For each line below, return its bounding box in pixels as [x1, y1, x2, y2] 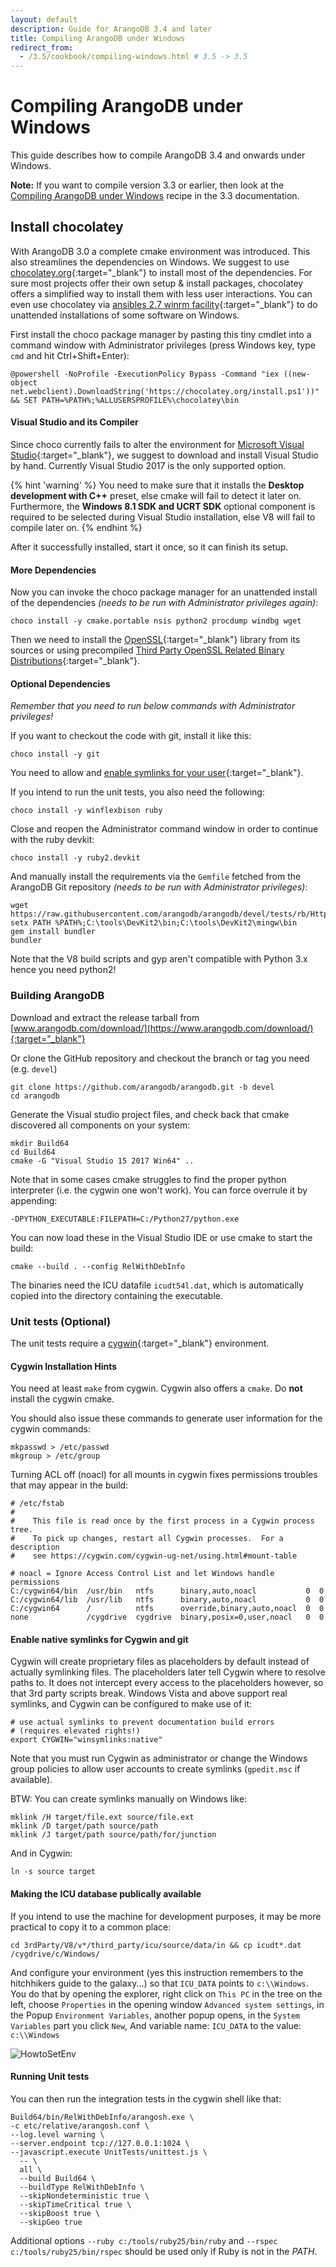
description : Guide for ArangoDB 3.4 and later [10, 24, 213, 34]
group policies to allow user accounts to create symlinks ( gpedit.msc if [10, 1763, 301, 1775]
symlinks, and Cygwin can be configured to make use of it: [10, 1698, 253, 1710]
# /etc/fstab [10, 1499, 65, 1509]
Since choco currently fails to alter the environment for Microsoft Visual [10, 439, 305, 451]
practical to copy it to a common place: [10, 1921, 172, 1933]
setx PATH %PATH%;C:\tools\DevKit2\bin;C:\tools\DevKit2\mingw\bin [10, 918, 298, 928]
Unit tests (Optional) [10, 1314, 112, 1328]
